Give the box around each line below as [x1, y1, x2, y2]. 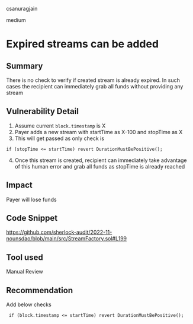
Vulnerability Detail [6, 106, 79, 116]
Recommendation [6, 285, 73, 296]
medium [6, 17, 26, 23]
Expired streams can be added [6, 37, 159, 51]
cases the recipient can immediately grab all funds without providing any [6, 83, 184, 90]
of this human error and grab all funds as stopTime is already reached [14, 163, 185, 170]
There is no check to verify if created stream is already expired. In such [6, 77, 181, 84]
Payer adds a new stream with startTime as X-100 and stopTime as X [14, 128, 183, 135]
